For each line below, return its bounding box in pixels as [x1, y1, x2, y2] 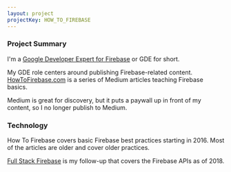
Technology [7, 120, 48, 130]
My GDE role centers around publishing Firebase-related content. [7, 68, 193, 76]
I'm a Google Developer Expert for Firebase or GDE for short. [7, 54, 180, 63]
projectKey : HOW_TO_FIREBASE [7, 17, 91, 23]
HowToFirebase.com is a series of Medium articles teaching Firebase [7, 75, 203, 83]
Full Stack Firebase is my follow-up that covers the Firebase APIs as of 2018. [7, 157, 225, 165]
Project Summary [7, 39, 67, 49]
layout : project [7, 10, 54, 17]
